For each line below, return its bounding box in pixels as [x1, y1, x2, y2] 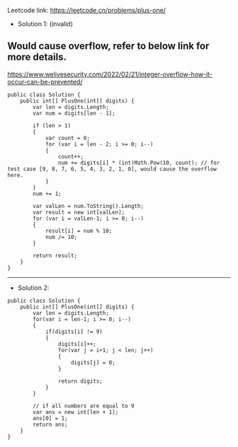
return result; [33, 252, 78, 259]
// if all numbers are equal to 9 [33, 402, 135, 410]
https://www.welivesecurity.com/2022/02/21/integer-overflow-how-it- [7, 70, 213, 79]
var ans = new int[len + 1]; [33, 408, 119, 416]
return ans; [33, 421, 69, 428]
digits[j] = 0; [70, 359, 115, 366]
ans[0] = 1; [33, 414, 69, 422]
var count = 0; [45, 134, 91, 141]
